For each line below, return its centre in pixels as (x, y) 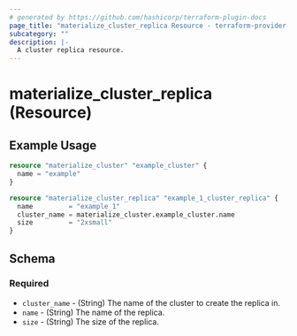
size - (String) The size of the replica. (90, 321)
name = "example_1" (69, 206)
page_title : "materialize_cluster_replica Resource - (110, 26)
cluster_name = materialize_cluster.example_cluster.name (126, 214)
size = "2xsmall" (65, 223)
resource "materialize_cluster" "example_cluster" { (108, 166)
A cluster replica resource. (71, 50)
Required (29, 284)
